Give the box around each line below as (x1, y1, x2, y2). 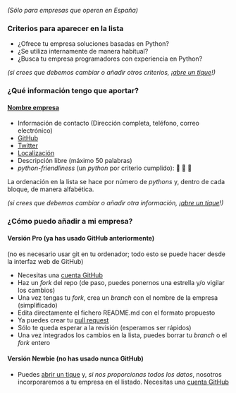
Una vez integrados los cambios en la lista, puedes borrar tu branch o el (17, 331, 228, 339)
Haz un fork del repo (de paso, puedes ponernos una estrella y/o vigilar (17, 278, 225, 286)
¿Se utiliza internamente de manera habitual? (17, 47, 149, 56)
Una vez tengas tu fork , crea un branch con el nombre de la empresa (17, 293, 218, 302)
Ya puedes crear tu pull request (17, 315, 109, 324)
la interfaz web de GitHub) (7, 257, 84, 265)
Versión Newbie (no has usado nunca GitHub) (7, 354, 144, 363)
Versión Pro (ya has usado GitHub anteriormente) (7, 234, 155, 242)
